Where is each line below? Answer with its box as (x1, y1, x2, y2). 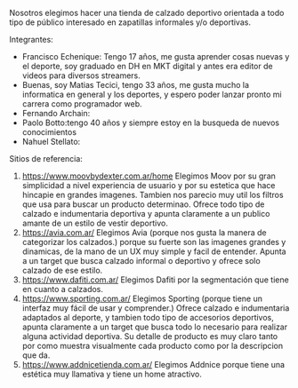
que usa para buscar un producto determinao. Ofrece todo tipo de (21, 199, 265, 210)
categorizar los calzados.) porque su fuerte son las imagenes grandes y (21, 237, 286, 247)
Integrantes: (9, 35, 53, 44)
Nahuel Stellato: (21, 137, 81, 146)
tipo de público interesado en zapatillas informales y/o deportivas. (9, 17, 252, 28)
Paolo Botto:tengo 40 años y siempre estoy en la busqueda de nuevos (21, 117, 280, 128)
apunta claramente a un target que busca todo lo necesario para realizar (21, 321, 287, 332)
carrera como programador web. (21, 99, 142, 109)
